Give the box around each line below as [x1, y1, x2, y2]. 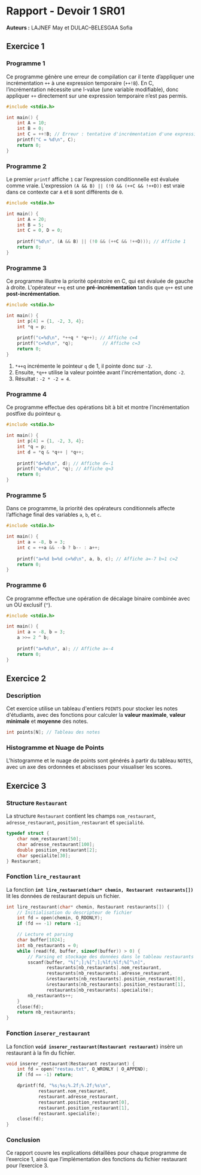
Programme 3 [6, 264, 47, 272]
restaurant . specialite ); [38, 1110, 100, 1116]
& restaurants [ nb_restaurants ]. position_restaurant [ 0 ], [46, 976, 186, 982]
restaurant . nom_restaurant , [38, 1088, 109, 1094]
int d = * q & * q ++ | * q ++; [17, 449, 84, 455]
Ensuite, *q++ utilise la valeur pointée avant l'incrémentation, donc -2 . [14, 368, 185, 375]
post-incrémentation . [6, 290, 61, 298]
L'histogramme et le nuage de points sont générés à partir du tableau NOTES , [6, 757, 193, 764]
